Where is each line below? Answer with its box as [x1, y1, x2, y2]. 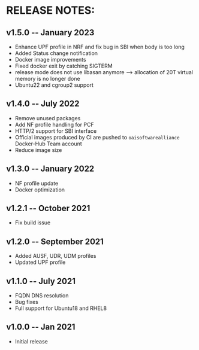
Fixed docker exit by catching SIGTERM [14, 62, 113, 69]
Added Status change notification [14, 50, 98, 57]
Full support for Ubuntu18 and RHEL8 [14, 305, 107, 312]
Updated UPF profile [14, 258, 66, 266]
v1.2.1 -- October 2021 [6, 203, 91, 214]
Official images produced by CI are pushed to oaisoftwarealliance [14, 133, 180, 141]
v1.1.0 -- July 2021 [6, 276, 76, 286]
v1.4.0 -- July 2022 [6, 99, 80, 109]
